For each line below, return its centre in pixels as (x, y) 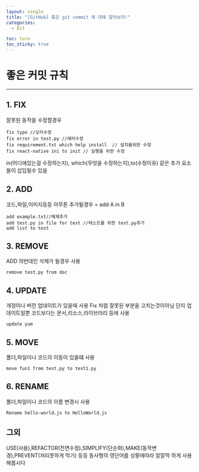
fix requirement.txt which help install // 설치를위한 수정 (79, 145)
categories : (21, 23)
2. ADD (19, 189)
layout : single (25, 12)
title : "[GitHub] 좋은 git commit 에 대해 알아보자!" (68, 17)
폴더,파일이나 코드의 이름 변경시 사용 (48, 402)
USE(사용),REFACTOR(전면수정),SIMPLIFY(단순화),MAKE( (74, 448)
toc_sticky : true (28, 44)
